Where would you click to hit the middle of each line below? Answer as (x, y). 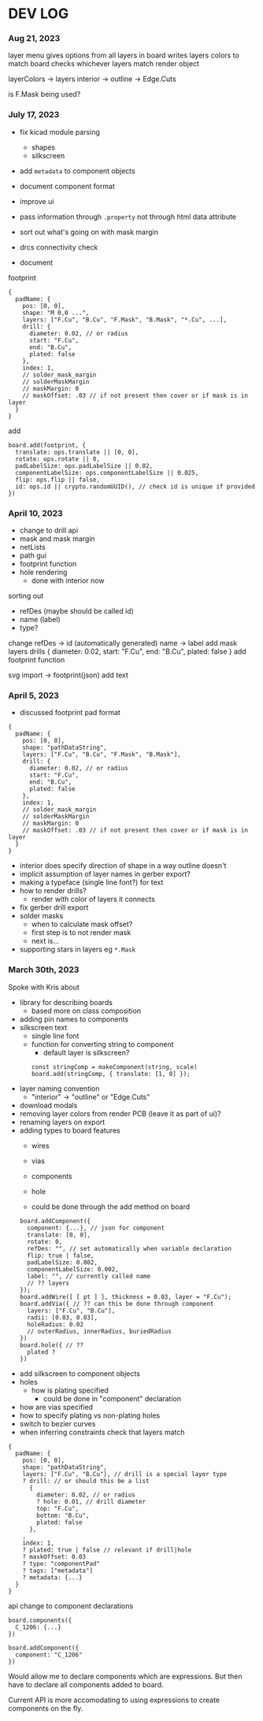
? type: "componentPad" (61, 1563)
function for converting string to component (102, 1044)
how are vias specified (56, 1407)
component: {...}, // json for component (96, 1228)
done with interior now (68, 580)
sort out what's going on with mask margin (89, 232)
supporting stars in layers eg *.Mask (78, 949)
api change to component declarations (71, 1606)
